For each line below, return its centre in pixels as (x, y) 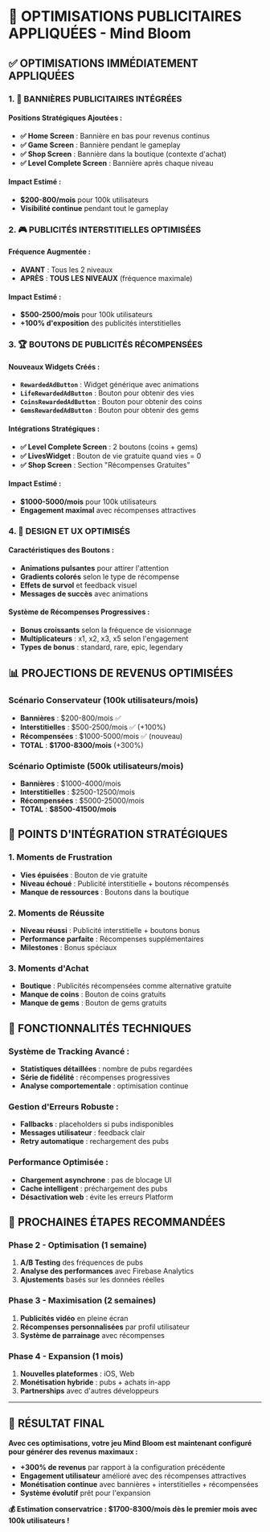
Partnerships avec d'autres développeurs (89, 1390)
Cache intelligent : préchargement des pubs (94, 1188)
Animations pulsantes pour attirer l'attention (94, 568)
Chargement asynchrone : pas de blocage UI (96, 1179)
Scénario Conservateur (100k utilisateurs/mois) (103, 700)
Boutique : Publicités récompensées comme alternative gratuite (125, 986)
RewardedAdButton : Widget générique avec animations (109, 385)
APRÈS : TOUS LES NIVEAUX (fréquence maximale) (106, 279)
